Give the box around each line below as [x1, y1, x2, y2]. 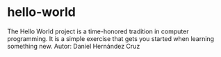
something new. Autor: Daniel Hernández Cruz [7, 42, 140, 50]
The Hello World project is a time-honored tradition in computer [7, 27, 189, 35]
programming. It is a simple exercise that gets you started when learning [7, 34, 214, 42]
